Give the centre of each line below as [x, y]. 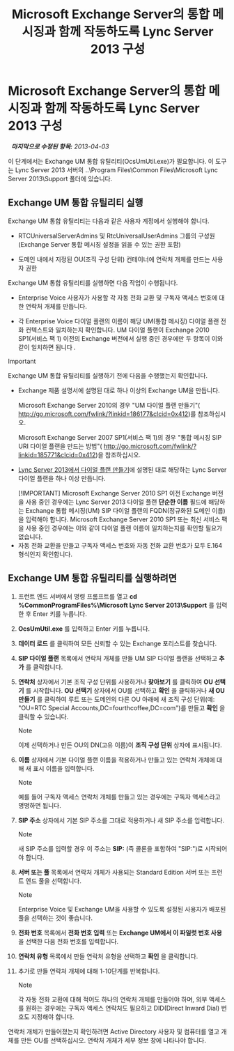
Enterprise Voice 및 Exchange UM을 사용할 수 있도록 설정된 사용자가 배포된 [122, 909]
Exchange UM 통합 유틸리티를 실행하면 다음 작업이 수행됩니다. [93, 282]
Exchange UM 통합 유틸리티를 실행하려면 [92, 578]
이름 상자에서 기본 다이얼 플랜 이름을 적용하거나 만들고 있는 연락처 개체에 [116, 760]
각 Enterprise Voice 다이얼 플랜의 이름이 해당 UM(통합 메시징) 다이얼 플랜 [118, 321]
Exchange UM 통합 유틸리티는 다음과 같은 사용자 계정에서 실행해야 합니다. [109, 221]
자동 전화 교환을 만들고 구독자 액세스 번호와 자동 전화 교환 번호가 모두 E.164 [120, 545]
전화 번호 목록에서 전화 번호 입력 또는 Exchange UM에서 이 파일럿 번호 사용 [120, 933]
